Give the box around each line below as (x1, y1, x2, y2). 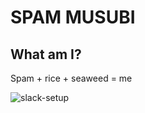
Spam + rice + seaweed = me (10, 72, 133, 84)
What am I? (10, 46, 82, 63)
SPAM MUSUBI (10, 6, 136, 29)
